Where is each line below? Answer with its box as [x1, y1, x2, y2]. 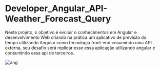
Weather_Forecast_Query [5, 13, 111, 24]
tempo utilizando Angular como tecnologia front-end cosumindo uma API [5, 39, 152, 45]
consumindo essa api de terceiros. [5, 50, 75, 56]
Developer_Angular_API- [5, 3, 108, 14]
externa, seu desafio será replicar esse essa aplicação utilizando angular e [5, 45, 155, 51]
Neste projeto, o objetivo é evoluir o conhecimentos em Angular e [5, 29, 137, 35]
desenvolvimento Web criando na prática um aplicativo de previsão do [5, 35, 147, 40]
